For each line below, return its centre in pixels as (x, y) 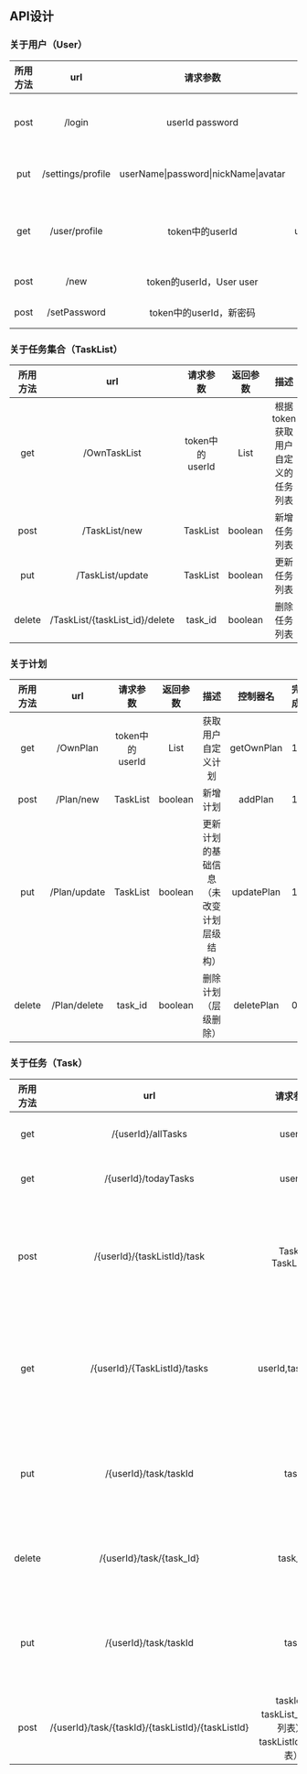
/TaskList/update (112, 575)
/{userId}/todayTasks (149, 1178)
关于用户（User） (48, 45)
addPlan (256, 800)
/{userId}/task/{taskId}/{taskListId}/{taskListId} (149, 1727)
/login (76, 122)
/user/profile (76, 231)
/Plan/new (78, 800)
